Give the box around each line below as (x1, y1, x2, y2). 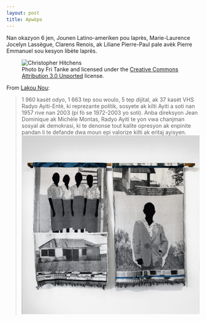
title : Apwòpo (6, 16, 43, 23)
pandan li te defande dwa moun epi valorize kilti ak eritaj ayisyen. (21, 128, 187, 136)
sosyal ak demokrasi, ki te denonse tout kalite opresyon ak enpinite (21, 122, 191, 129)
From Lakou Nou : (6, 83, 50, 91)
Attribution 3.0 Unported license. (21, 72, 104, 79)
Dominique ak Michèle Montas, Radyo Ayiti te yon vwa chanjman (21, 115, 185, 123)
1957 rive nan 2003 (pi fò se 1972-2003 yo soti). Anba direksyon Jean (21, 109, 198, 116)
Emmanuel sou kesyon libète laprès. (6, 47, 97, 55)
